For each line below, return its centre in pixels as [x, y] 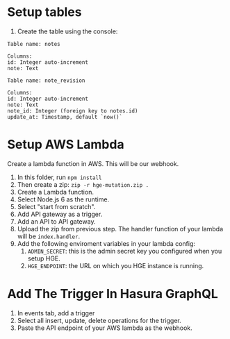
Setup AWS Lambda [66, 145]
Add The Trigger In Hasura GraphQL [113, 294]
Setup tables [44, 12]
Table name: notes [34, 44]
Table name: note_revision [46, 81]
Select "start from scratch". [56, 206]
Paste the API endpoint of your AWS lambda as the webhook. [105, 328]
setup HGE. [44, 258]
